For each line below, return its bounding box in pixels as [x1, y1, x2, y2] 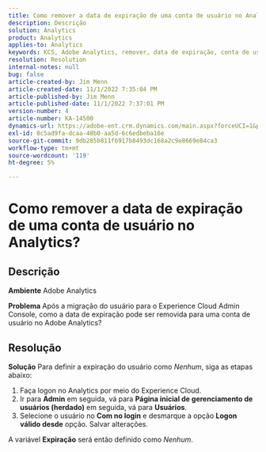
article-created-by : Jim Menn [8, 78, 108, 85]
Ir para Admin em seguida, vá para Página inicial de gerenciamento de [19, 393, 253, 404]
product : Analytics [8, 33, 73, 42]
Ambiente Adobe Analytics [8, 286, 97, 295]
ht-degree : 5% [8, 159, 55, 167]
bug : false [8, 70, 44, 78]
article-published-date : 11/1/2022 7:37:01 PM [8, 100, 165, 108]
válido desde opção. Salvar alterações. [19, 419, 149, 428]
